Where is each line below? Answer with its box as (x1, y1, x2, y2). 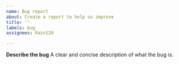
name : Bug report (6, 8, 49, 15)
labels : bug (6, 24, 35, 31)
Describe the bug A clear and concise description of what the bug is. (6, 51, 174, 58)
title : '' (6, 19, 31, 25)
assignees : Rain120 (6, 30, 54, 36)
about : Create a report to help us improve (6, 14, 114, 20)
